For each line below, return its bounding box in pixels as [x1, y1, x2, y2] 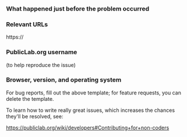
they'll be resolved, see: [6, 113, 63, 120]
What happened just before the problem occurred [6, 5, 150, 13]
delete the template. [6, 95, 54, 102]
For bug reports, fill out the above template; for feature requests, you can [6, 89, 182, 96]
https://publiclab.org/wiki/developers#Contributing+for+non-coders [6, 124, 170, 131]
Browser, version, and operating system [6, 76, 122, 84]
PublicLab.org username [6, 48, 77, 57]
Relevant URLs [6, 20, 48, 28]
